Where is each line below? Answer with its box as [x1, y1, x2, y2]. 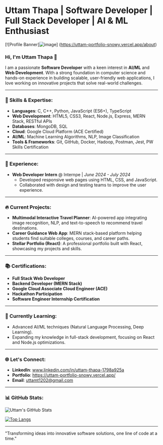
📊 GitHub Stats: [5, 394, 44, 401]
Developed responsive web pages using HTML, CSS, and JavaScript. [19, 177, 158, 182]
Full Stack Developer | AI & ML [5, 15, 129, 26]
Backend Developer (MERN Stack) [12, 280, 82, 286]
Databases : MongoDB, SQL [12, 123, 68, 129]
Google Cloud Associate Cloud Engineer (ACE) [12, 286, 108, 292]
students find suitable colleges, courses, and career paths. [12, 235, 130, 241]
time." [5, 436, 17, 442]
